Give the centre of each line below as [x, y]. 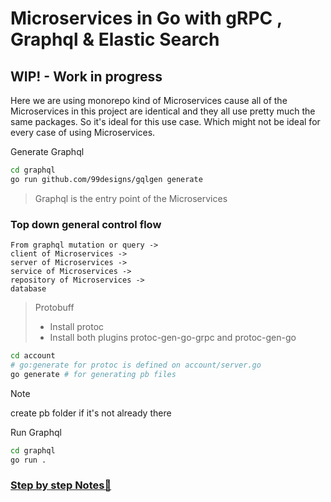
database [28, 289]
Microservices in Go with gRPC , [146, 18]
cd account [33, 356]
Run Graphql [36, 432]
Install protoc [77, 327]
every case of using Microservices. [83, 132]
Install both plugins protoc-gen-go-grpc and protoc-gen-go [173, 338]
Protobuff [54, 308]
